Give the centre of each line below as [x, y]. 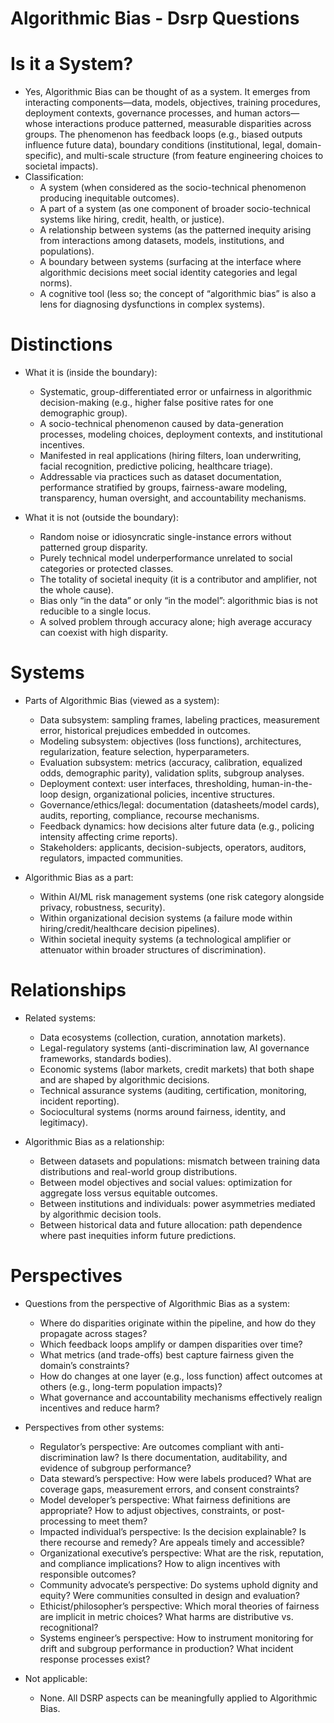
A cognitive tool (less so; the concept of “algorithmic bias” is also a [178, 294]
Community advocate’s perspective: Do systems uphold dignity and [179, 1584]
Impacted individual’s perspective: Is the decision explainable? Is [173, 1531]
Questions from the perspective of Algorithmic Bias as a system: [157, 1303]
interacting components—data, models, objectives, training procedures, [172, 103]
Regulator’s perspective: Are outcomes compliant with [151, 1446]
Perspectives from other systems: [94, 1427]
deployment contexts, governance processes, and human [143, 113]
